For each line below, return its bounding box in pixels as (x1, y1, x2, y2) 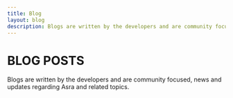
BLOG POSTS (7, 52, 85, 68)
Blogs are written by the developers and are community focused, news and (7, 75, 222, 84)
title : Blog (7, 10, 42, 17)
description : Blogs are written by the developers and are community (7, 23, 213, 30)
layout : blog (7, 17, 45, 23)
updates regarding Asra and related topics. (7, 83, 130, 91)
